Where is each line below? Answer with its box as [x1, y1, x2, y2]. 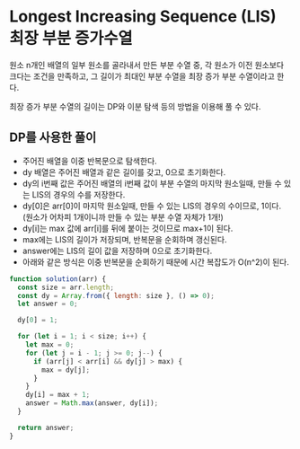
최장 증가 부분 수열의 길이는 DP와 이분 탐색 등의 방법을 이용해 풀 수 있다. [9, 101, 261, 111]
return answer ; [17, 423, 75, 432]
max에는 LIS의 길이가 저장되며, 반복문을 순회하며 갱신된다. [22, 233, 227, 244]
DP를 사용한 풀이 [9, 130, 97, 145]
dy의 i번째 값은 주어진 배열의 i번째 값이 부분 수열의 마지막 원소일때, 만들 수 [22, 178, 282, 189]
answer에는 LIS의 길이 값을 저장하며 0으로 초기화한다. [22, 245, 213, 256]
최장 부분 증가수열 [9, 29, 133, 48]
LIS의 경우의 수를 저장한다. [31, 189, 126, 199]
